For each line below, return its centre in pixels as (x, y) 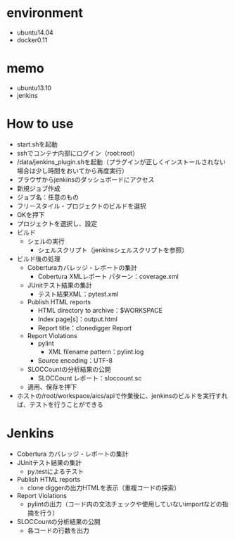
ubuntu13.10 (34, 88)
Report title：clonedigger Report (85, 328)
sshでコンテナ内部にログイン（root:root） (77, 153)
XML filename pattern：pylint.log (96, 352)
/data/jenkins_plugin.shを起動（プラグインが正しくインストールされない (121, 162)
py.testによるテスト (56, 471)
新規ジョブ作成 (38, 188)
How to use (40, 124)
